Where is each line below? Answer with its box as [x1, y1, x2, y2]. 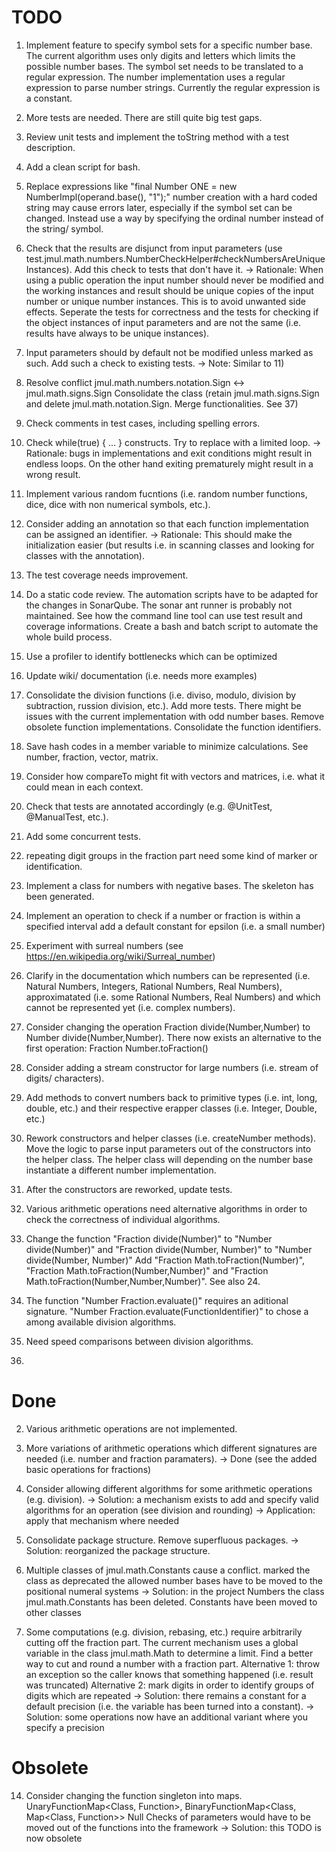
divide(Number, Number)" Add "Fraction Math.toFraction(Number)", [25, 1254, 306, 1266]
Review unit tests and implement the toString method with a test [25, 131, 290, 143]
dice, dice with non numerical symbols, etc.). [25, 498, 211, 510]
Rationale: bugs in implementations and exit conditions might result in [25, 447, 313, 459]
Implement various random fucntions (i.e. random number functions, [25, 487, 308, 500]
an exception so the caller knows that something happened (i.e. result [25, 1668, 314, 1680]
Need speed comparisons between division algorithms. [25, 1335, 254, 1347]
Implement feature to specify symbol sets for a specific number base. [25, 39, 313, 51]
